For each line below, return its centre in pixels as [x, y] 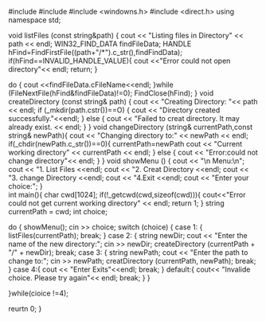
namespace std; [35, 20]
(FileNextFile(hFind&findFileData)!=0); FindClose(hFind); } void [111, 93]
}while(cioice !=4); [39, 293]
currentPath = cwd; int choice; [58, 211]
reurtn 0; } [25, 309]
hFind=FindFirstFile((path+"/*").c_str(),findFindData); [96, 52]
